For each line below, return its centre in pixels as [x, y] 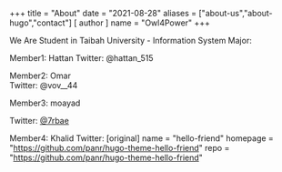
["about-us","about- [236, 13]
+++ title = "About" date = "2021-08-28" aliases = [103, 13]
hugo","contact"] [41, 23]
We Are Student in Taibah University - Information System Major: [131, 40]
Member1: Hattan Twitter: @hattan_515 [81, 58]
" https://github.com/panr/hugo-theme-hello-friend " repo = [120, 148]
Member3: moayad [45, 103]
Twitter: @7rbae [40, 121]
